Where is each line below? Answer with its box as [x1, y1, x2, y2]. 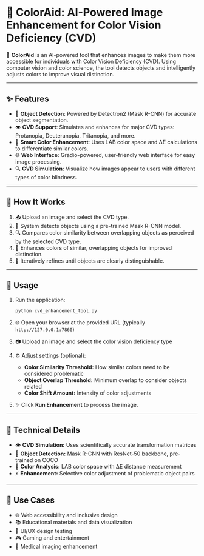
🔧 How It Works [6, 197, 66, 207]
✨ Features [6, 94, 49, 104]
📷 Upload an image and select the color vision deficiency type [15, 338, 172, 345]
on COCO [34, 457, 59, 464]
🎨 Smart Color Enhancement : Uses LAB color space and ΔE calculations [15, 138, 197, 146]
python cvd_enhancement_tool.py [15, 308, 97, 314]
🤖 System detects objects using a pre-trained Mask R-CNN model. [15, 222, 182, 229]
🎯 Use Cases [6, 495, 55, 506]
